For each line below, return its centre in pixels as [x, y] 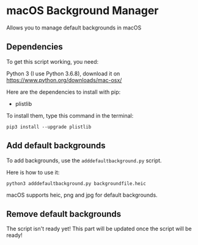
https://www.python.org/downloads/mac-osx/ [64, 80]
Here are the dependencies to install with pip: [64, 92]
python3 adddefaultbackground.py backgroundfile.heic [76, 183]
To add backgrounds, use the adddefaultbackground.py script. [84, 160]
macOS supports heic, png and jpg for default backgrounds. [82, 195]
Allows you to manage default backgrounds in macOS [74, 28]
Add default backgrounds [56, 145]
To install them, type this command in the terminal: [70, 115]
